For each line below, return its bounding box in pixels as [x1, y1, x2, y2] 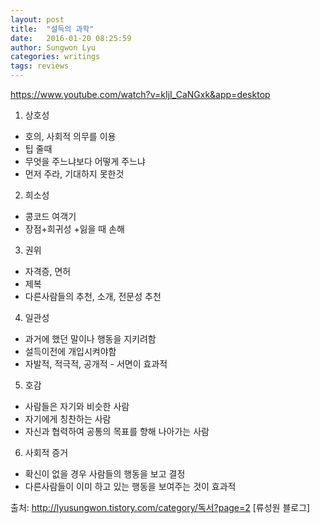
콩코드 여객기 [24, 211, 77, 222]
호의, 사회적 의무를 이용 [24, 131, 117, 142]
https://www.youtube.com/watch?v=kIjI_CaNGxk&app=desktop [10, 89, 271, 100]
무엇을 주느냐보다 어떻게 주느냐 [24, 156, 146, 167]
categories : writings [10, 52, 101, 62]
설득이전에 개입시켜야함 [24, 346, 117, 357]
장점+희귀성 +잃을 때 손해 [24, 223, 125, 235]
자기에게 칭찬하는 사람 [24, 413, 112, 425]
